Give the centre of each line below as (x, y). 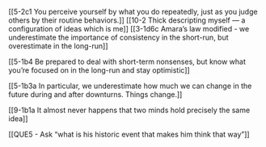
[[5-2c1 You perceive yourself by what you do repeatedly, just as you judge (133, 12)
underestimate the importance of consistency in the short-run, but (118, 37)
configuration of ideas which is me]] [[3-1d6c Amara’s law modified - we (129, 29)
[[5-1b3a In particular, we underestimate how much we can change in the (130, 86)
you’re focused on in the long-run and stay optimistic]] (99, 70)
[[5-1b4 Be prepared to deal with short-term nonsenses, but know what (127, 61)
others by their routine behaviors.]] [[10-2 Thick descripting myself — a (127, 20)
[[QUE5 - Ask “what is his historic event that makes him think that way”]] (129, 134)
